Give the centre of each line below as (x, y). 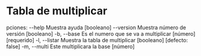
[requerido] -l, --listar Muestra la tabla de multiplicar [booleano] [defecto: (97, 40)
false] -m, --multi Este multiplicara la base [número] (70, 46)
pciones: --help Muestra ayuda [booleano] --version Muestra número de (96, 27)
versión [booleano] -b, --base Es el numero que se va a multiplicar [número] (101, 33)
